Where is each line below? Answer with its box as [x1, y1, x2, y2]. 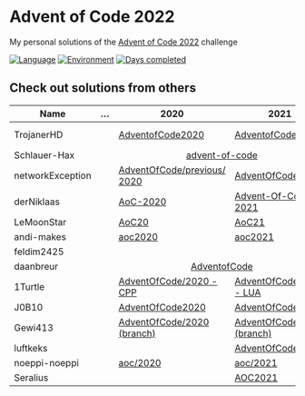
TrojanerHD [14, 128, 64, 141]
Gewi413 [14, 321, 54, 333]
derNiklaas [14, 195, 61, 208]
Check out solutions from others [9, 80, 197, 96]
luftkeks [14, 342, 48, 354]
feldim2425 [14, 245, 64, 258]
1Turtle [14, 280, 45, 292]
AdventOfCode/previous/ [118, 163, 226, 176]
